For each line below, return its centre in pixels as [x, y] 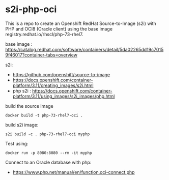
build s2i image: [22, 125]
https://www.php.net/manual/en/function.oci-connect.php [74, 172]
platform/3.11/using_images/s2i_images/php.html [64, 96]
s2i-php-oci [31, 9]
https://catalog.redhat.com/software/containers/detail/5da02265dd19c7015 [84, 49]
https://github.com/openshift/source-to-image [61, 74]
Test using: [17, 143]
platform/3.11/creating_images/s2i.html [53, 85]
